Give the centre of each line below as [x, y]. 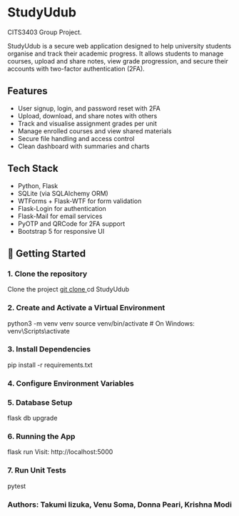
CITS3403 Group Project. [45, 32]
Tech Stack [33, 169]
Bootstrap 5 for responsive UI [61, 231]
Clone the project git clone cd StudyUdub [68, 289]
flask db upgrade [32, 418]
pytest [17, 486]
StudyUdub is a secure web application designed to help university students [119, 46]
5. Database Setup [40, 402]
